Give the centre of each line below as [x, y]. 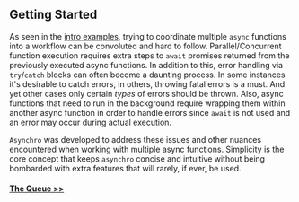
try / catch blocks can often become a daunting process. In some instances [147, 75]
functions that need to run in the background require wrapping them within [147, 103]
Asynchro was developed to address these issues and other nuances [136, 139]
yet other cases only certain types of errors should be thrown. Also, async [147, 93]
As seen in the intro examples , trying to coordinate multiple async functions [148, 36]
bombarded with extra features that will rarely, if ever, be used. [125, 168]
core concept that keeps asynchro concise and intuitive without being [137, 158]
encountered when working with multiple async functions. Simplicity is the [147, 149]
